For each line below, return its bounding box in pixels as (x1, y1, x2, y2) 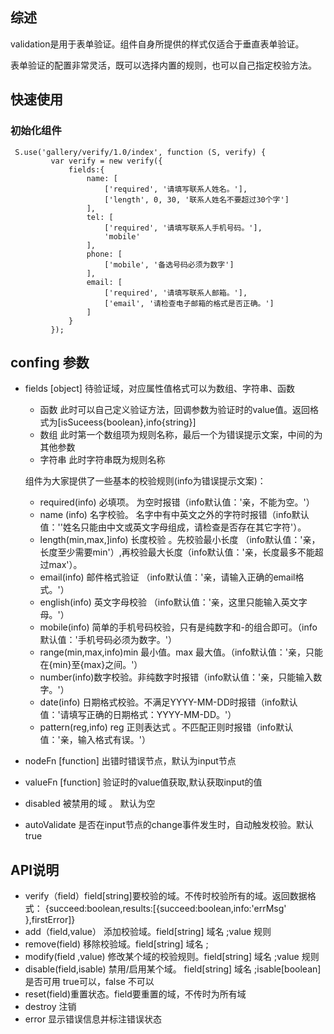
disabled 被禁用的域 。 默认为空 (24, 798, 156, 810)
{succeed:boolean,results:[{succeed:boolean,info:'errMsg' (44, 903, 287, 915)
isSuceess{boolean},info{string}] (60, 416, 197, 428)
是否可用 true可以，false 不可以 (24, 976, 155, 988)
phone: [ (86, 249, 123, 259)
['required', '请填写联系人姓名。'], (104, 184, 248, 194)
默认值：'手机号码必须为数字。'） (39, 634, 177, 646)
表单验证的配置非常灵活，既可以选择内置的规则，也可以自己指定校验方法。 (10, 59, 317, 71)
